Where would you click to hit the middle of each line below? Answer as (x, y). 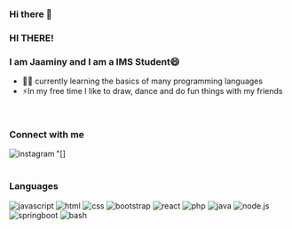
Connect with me (47, 135)
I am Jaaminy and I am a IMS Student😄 (95, 61)
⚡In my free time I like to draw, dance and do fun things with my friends (152, 91)
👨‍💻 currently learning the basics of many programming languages (142, 81)
